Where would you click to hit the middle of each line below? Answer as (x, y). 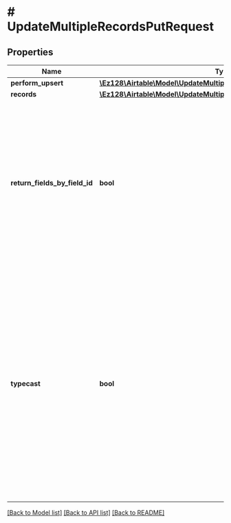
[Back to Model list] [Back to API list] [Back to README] (86, 513)
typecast (26, 383)
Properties (30, 52)
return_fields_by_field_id (52, 183)
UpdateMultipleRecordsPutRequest (111, 27)
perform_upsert (37, 83)
